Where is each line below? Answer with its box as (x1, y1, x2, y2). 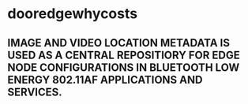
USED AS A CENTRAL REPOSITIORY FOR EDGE (7, 48, 240, 61)
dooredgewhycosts (7, 5, 138, 23)
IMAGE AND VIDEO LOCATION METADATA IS (7, 36, 231, 50)
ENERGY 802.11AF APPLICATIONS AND (7, 72, 203, 87)
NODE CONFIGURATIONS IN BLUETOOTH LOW (7, 61, 240, 74)
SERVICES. (7, 85, 62, 98)
